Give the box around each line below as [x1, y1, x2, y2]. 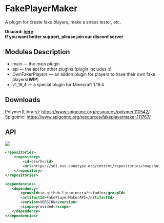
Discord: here [5, 28, 33, 34]
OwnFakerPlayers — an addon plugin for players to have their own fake [12, 71, 155, 77]
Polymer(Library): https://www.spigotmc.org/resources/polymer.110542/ [5, 108, 150, 115]
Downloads [5, 96, 41, 104]
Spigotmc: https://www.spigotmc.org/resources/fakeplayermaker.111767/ [5, 114, 151, 120]
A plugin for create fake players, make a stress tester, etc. [5, 19, 121, 25]
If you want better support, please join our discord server [5, 34, 123, 40]
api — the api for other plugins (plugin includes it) [12, 66, 112, 72]
